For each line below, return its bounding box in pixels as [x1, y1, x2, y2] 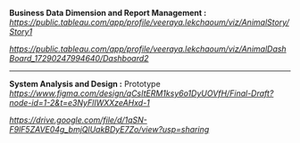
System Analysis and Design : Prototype [9, 79, 161, 89]
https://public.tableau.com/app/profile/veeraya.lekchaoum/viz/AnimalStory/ [9, 17, 290, 28]
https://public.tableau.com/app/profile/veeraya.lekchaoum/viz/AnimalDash [9, 44, 287, 54]
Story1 [9, 27, 33, 36]
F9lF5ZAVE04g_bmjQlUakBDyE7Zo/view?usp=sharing [9, 124, 210, 134]
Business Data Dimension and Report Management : [9, 8, 207, 18]
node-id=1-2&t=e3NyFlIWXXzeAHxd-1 [9, 98, 150, 107]
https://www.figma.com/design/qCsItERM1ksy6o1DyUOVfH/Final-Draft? [9, 88, 274, 99]
